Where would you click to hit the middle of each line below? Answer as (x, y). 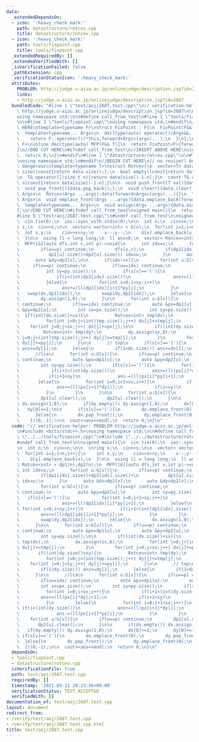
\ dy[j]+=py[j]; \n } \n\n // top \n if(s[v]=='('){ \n (102, 343)
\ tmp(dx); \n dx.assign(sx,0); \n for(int (92, 542)
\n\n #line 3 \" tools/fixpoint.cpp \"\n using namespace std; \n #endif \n (105, 122)
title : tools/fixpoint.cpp (50, 50)
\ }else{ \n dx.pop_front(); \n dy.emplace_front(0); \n (105, 641)
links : (25, 94)
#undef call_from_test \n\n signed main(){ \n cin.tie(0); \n (91, 443)
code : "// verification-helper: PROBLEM (62, 426)
